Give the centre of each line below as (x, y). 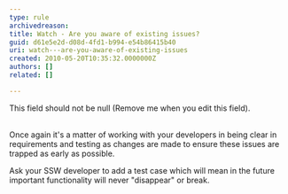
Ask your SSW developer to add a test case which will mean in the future (142, 170)
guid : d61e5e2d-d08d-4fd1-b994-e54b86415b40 (93, 42)
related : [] (31, 75)
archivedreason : (39, 26)
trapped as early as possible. (62, 153)
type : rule (29, 17)
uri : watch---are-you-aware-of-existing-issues (99, 50)
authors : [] (31, 67)
